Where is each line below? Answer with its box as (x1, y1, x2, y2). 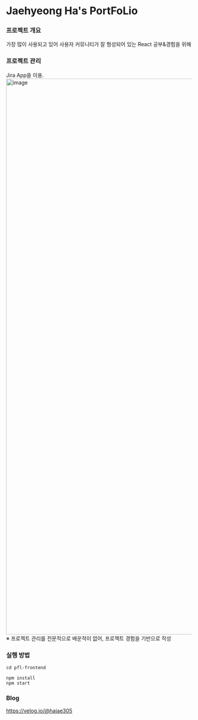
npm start (6, 680, 31, 686)
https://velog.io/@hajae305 (6, 707, 72, 715)
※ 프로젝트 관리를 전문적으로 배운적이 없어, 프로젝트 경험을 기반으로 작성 (6, 634, 171, 642)
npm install (6, 675, 35, 681)
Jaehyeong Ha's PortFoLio (6, 4, 138, 18)
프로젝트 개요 (6, 27, 41, 35)
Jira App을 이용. (6, 71, 44, 78)
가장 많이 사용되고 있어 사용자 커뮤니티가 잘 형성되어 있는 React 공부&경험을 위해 (6, 41, 192, 48)
